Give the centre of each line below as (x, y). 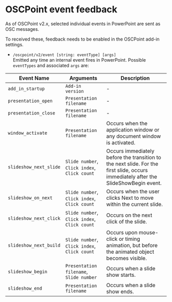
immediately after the (132, 177)
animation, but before (132, 245)
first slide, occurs (127, 170)
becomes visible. (126, 258)
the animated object (130, 252)
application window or (133, 129)
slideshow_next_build (34, 245)
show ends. (120, 291)
